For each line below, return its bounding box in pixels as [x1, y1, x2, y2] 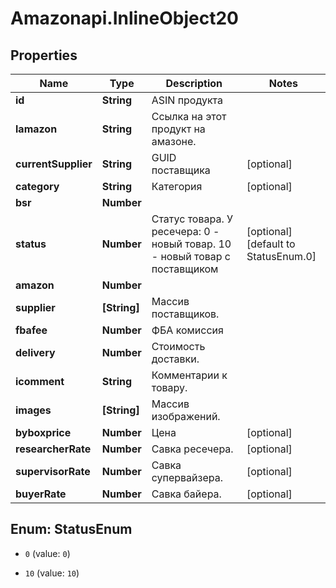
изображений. [151, 410, 221, 423]
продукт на [151, 122, 206, 136]
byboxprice [15, 426, 72, 439]
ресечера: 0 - [151, 225, 220, 238]
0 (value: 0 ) [24, 547, 71, 559]
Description [165, 77, 223, 90]
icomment [15, 375, 65, 388]
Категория [151, 180, 203, 193]
